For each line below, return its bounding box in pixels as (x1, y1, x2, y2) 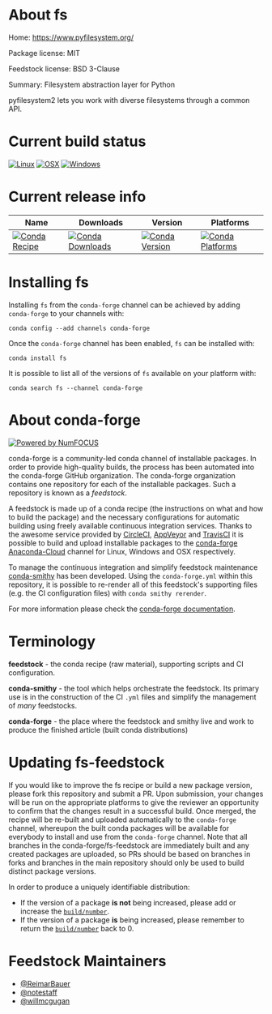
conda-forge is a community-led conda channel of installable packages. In (8, 453, 257, 463)
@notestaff (19, 987, 58, 997)
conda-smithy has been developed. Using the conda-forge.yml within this (8, 571, 253, 580)
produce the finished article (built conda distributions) (8, 725, 189, 734)
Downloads (78, 216, 124, 228)
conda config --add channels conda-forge (8, 324, 151, 332)
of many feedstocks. (8, 700, 78, 710)
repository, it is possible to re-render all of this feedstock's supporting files (8, 580, 257, 589)
